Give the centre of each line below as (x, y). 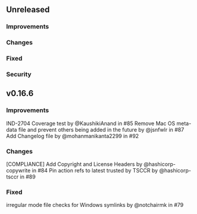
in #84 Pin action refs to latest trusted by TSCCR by (95, 171)
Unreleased (28, 10)
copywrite (18, 171)
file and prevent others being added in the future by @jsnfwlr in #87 (101, 129)
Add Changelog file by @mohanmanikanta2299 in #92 (73, 136)
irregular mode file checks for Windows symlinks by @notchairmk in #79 (95, 205)
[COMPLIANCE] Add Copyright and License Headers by (74, 164)
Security (19, 75)
